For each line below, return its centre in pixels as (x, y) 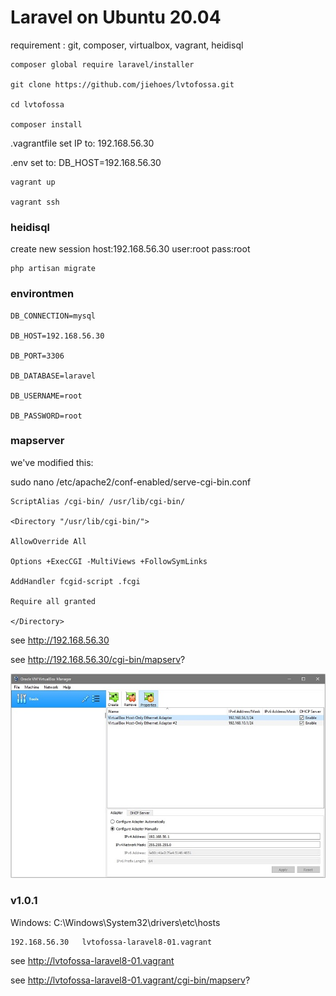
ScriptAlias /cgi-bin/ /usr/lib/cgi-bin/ (98, 501)
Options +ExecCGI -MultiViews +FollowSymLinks (109, 561)
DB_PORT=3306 (37, 356)
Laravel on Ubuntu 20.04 (116, 17)
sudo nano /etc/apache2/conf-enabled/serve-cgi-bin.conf (131, 482)
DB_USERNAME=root (46, 396)
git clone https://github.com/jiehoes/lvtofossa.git (122, 84)
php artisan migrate (53, 269)
